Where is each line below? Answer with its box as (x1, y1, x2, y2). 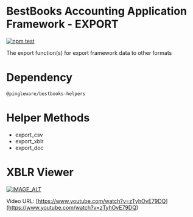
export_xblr (15, 137, 44, 144)
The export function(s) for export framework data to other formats (6, 49, 172, 56)
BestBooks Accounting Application (6, 4, 188, 18)
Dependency (6, 71, 73, 85)
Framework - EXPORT (6, 17, 119, 31)
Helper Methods (6, 111, 90, 125)
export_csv (15, 131, 43, 138)
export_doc (15, 144, 44, 151)
